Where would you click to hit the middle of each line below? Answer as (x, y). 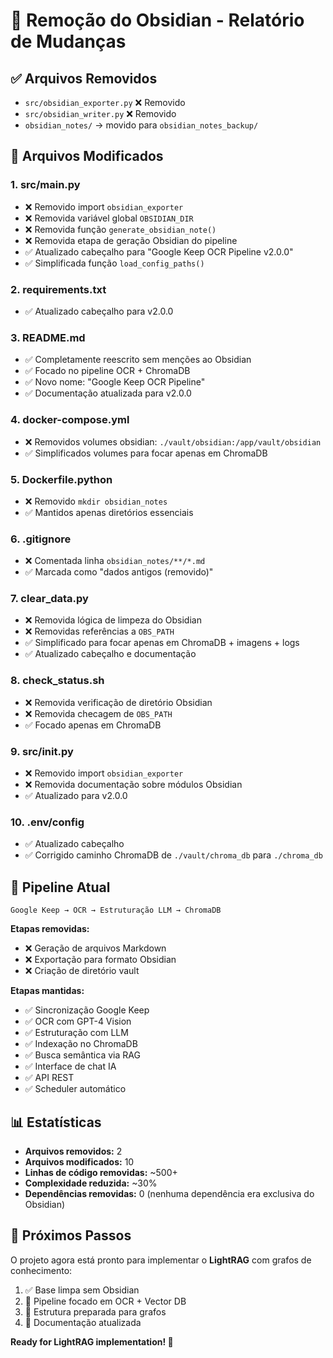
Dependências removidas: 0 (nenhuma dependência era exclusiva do (169, 1193)
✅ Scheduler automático (75, 1089)
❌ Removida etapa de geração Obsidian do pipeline (131, 240)
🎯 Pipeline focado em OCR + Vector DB (105, 1301)
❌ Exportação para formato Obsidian (100, 960)
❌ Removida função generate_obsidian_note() (120, 229)
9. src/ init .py (42, 751)
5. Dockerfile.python (61, 479)
